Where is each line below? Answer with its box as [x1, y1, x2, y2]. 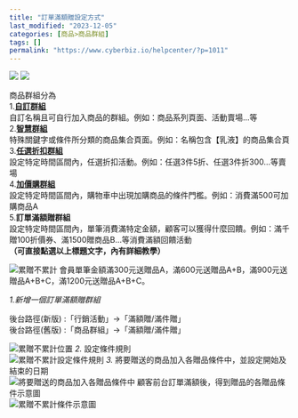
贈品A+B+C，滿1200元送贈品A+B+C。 [9, 276, 150, 286]
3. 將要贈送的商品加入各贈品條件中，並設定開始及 [105, 355, 287, 366]
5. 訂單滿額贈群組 [9, 213, 71, 223]
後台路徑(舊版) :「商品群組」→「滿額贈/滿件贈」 [9, 325, 186, 335]
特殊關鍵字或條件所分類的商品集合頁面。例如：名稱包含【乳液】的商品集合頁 [9, 134, 290, 145]
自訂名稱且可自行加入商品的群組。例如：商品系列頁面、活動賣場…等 [9, 112, 258, 123]
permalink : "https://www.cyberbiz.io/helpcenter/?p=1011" [9, 46, 229, 55]
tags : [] [9, 37, 42, 47]
